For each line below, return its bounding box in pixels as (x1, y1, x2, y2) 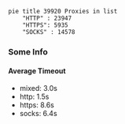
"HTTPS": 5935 (22, 21, 68, 29)
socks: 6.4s (19, 109, 57, 118)
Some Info (8, 46, 49, 57)
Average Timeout (8, 66, 66, 75)
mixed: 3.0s (19, 84, 57, 93)
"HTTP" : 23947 (22, 14, 72, 22)
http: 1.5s (19, 92, 50, 102)
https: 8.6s (19, 100, 55, 110)
